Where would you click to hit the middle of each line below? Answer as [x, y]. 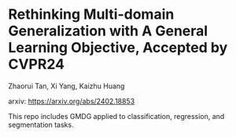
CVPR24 [37, 65]
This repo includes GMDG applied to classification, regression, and [116, 116]
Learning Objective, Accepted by [118, 48]
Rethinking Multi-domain [91, 14]
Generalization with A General [108, 31]
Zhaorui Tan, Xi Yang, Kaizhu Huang [66, 86]
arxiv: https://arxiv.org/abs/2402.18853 [72, 101]
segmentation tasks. [41, 124]
